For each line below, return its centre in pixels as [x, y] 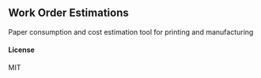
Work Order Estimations [68, 13]
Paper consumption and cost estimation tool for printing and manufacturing [131, 32]
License [22, 50]
